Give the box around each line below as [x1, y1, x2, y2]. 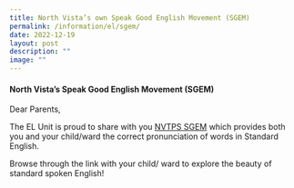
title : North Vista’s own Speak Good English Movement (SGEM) [9, 13, 250, 23]
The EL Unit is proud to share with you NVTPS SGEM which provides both [9, 122, 286, 133]
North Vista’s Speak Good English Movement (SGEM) [9, 84, 215, 94]
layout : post [9, 38, 59, 48]
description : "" [9, 47, 71, 56]
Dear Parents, [9, 104, 61, 114]
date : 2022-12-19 [9, 30, 76, 39]
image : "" [9, 55, 47, 64]
